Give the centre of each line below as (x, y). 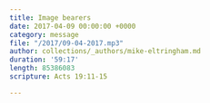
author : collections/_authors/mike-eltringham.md (105, 51)
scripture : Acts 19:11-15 (58, 77)
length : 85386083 (42, 69)
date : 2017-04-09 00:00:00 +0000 (73, 26)
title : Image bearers (50, 18)
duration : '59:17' (44, 60)
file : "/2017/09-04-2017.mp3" (67, 43)
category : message (44, 34)
